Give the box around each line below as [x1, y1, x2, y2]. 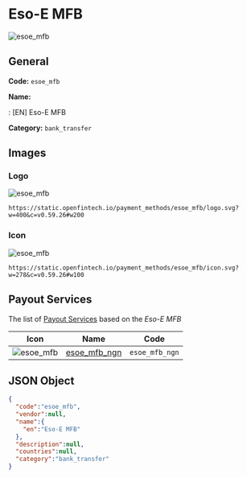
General [8, 55, 50, 68]
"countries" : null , [15, 447, 78, 455]
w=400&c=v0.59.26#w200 [8, 211, 84, 220]
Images [8, 146, 47, 160]
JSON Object [8, 373, 75, 387]
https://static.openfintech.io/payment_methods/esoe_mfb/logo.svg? [8, 204, 240, 212]
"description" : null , [15, 440, 84, 448]
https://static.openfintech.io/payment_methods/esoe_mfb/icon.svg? [8, 263, 240, 272]
